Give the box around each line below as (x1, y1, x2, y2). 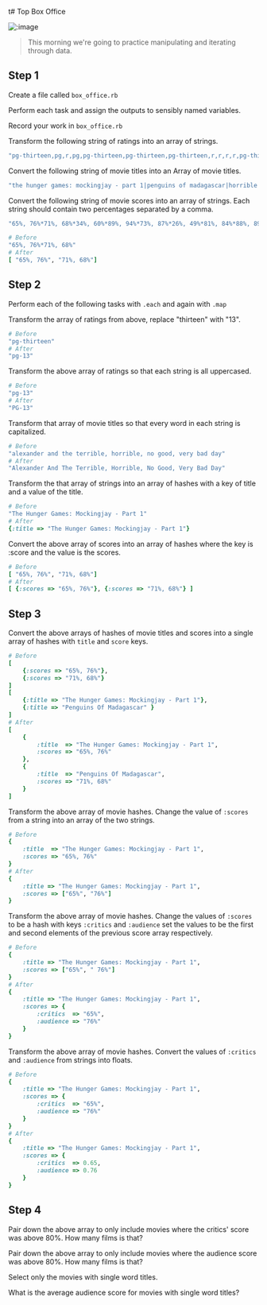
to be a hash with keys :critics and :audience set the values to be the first (8, 920, 254, 929)
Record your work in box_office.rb (8, 121, 123, 130)
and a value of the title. (8, 487, 83, 497)
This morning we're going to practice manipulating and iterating (27, 37, 236, 47)
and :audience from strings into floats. (8, 1055, 133, 1064)
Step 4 (8, 1203, 42, 1217)
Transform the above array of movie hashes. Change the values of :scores (8, 912, 253, 921)
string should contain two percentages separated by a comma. (8, 204, 214, 214)
